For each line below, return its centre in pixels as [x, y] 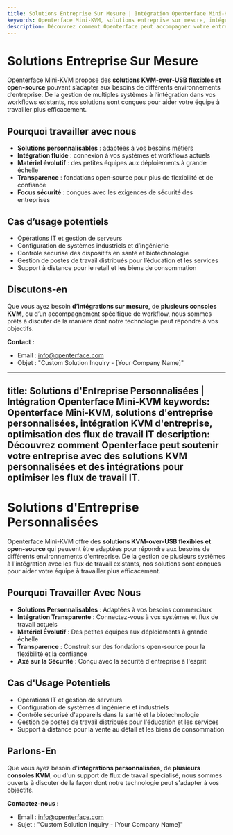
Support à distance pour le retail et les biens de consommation [107, 267]
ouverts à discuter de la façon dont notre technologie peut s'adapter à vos [113, 782]
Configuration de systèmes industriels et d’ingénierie [93, 245]
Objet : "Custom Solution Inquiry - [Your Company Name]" [101, 362]
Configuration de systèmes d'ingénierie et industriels [93, 707]
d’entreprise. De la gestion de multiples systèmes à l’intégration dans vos [112, 95]
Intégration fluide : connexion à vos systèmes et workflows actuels [113, 155]
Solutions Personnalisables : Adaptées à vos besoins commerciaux [114, 609]
